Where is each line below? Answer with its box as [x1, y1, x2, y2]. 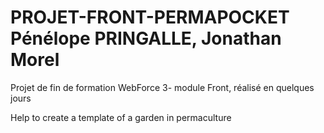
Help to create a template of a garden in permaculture [10, 111, 232, 123]
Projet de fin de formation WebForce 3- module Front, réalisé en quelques [10, 81, 315, 93]
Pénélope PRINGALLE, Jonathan [10, 27, 282, 50]
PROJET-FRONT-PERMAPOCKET [10, 6, 290, 29]
